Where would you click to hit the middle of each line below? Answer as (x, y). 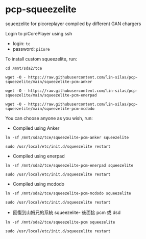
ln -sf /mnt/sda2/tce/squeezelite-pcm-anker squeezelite (67, 137)
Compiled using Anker (36, 128)
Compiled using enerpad (39, 156)
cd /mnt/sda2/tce (24, 68)
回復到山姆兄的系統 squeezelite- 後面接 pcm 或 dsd (67, 212)
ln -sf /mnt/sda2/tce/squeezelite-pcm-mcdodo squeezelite (68, 193)
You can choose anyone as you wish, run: (49, 118)
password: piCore (31, 49)
